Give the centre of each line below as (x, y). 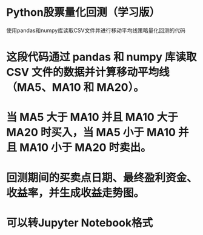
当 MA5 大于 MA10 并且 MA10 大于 (92, 117)
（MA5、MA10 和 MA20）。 (75, 88)
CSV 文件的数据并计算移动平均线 (88, 72)
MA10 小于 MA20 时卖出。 (85, 147)
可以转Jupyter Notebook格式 (80, 223)
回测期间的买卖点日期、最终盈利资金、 (102, 178)
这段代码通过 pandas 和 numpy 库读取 (101, 57)
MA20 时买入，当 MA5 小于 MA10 (91, 132)
